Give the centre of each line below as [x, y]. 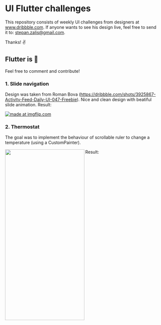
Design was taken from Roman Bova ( [43, 94]
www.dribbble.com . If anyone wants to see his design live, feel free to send [81, 27]
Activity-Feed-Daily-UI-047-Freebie [41, 100]
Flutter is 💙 [22, 59]
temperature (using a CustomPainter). [43, 142]
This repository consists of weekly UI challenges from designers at [72, 22]
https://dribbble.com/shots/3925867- [118, 94]
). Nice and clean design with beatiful [114, 100]
